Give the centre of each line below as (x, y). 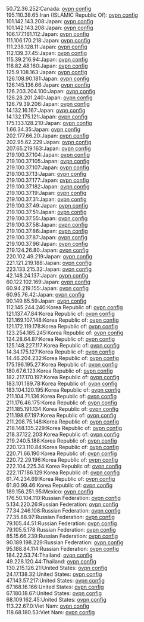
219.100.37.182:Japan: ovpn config (48, 187)
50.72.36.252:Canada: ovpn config (49, 9)
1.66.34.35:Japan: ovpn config (43, 129)
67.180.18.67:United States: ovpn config (54, 593)
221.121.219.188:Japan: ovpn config (49, 263)
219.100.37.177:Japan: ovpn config (48, 180)
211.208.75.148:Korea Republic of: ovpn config (63, 422)
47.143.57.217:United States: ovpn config (56, 580)
